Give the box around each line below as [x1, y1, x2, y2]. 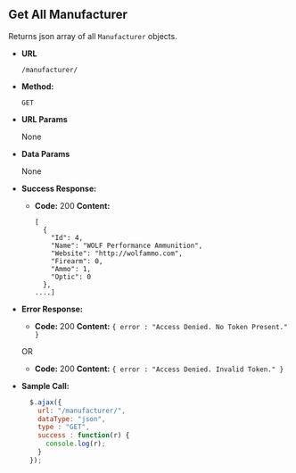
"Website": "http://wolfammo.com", [51, 249, 184, 258]
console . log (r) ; [45, 439, 106, 449]
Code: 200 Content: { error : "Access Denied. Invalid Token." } [34, 363, 284, 374]
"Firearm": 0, [51, 256, 103, 266]
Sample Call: [21, 380, 70, 391]
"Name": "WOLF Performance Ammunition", [51, 241, 203, 250]
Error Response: [21, 303, 84, 314]
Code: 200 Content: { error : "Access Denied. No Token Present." [34, 320, 288, 331]
